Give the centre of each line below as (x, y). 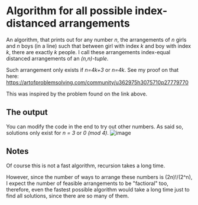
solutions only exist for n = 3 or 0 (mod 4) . (58, 133)
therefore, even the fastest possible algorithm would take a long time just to (98, 189)
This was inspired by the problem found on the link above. (77, 94)
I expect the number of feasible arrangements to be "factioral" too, (87, 183)
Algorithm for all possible (69, 11)
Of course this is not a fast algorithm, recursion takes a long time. (86, 166)
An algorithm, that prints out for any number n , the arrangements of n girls (96, 39)
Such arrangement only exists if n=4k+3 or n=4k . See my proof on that (92, 70)
